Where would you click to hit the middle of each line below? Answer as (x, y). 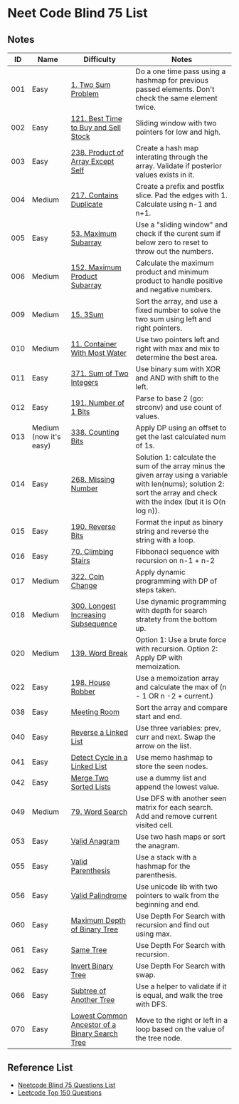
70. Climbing (92, 552)
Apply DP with (159, 657)
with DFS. (152, 1004)
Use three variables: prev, (179, 728)
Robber (83, 691)
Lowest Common (99, 1016)
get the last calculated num (181, 437)
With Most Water (99, 353)
